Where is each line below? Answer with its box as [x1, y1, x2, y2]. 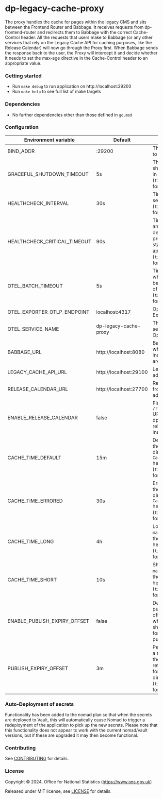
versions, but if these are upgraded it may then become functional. [5, 732, 139, 738]
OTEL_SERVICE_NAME [7, 325, 59, 332]
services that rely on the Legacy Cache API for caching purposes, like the [5, 39, 152, 45]
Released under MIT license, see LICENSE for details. [5, 788, 112, 794]
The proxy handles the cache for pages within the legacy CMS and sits [5, 19, 147, 25]
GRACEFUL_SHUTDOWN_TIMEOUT [7, 170, 89, 177]
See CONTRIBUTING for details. [5, 756, 69, 762]
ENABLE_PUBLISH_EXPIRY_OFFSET [7, 617, 90, 624]
